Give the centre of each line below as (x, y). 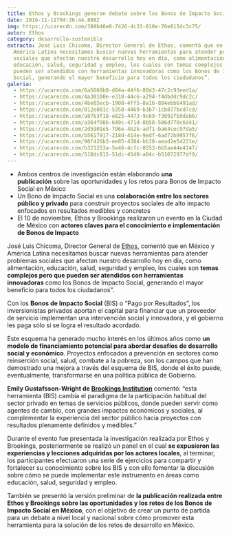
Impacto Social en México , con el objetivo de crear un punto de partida (109, 510)
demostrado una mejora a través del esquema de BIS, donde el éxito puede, (114, 368)
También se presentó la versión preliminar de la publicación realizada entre (115, 495)
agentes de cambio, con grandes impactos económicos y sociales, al (105, 410)
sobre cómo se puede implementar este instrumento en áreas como (103, 475)
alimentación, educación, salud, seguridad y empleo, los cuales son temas (113, 268)
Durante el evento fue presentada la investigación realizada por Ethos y (108, 438)
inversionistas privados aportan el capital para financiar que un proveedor (112, 310)
